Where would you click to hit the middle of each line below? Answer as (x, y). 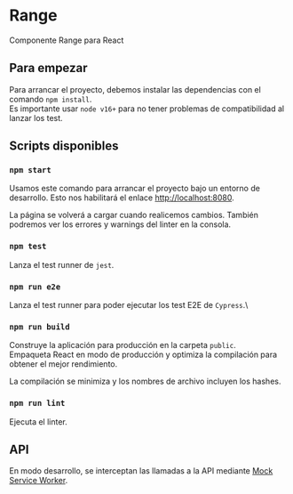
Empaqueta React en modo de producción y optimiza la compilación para (143, 355)
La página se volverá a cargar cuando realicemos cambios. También (134, 215)
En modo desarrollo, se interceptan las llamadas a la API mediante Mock (141, 471)
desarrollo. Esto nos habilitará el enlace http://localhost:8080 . (122, 198)
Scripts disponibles (64, 146)
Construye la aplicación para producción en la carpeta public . (123, 345)
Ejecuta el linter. (39, 421)
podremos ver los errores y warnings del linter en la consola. (120, 224)
